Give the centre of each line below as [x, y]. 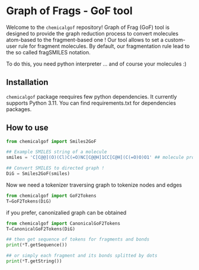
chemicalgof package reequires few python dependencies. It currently [92, 96]
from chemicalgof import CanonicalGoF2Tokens [63, 223]
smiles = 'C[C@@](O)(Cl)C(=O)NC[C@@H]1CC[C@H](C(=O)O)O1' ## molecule [95, 158]
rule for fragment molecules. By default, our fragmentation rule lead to [104, 46]
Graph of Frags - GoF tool [70, 11]
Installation [27, 82]
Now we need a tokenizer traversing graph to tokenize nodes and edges [94, 185]
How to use [27, 128]
